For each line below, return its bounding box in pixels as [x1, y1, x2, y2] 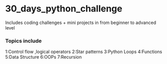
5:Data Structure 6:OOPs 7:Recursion [5, 54, 82, 60]
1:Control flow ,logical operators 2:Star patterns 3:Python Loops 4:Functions [5, 48, 162, 55]
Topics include [5, 37, 42, 44]
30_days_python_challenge [5, 3, 123, 14]
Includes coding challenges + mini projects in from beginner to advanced [5, 19, 156, 25]
